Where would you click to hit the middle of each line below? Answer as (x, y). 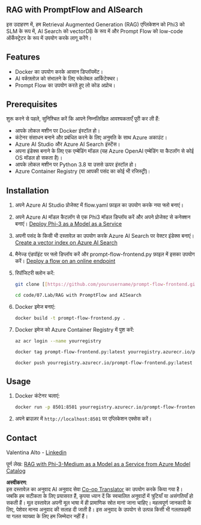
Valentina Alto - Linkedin (37, 452)
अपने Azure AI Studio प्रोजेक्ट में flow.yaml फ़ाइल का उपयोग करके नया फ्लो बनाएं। (99, 205)
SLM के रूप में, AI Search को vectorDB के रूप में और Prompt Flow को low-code (94, 31)
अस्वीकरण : (17, 482)
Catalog (16, 471)
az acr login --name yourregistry (58, 341)
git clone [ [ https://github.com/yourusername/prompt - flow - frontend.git (106, 285)
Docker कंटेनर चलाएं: (37, 396)
